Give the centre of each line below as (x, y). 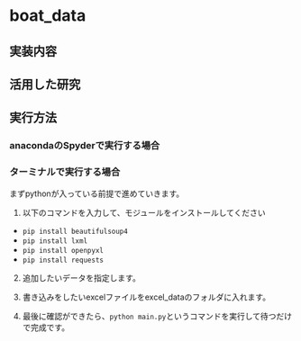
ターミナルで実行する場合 (65, 172)
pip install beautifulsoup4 (75, 231)
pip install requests (63, 260)
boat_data (48, 16)
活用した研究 (45, 84)
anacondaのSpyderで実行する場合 (85, 146)
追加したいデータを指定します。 (82, 278)
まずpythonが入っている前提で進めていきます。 (97, 193)
